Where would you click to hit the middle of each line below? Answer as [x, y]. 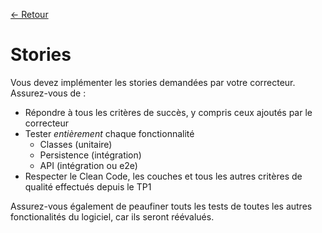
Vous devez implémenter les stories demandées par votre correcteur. [153, 82]
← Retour [29, 14]
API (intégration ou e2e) [88, 165]
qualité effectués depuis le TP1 [88, 186]
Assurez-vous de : [48, 93]
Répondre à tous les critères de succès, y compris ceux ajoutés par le [168, 112]
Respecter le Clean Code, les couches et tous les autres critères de [163, 176]
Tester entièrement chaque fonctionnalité [109, 133]
